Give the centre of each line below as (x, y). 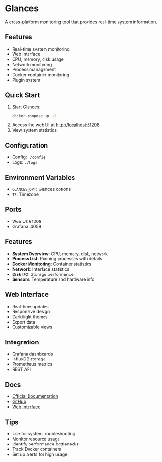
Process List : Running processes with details (57, 258)
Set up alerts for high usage (40, 454)
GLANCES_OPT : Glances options (41, 189)
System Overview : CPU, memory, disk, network (60, 254)
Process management (34, 69)
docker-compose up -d (34, 116)
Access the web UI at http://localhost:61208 (56, 125)
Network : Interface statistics (41, 269)
